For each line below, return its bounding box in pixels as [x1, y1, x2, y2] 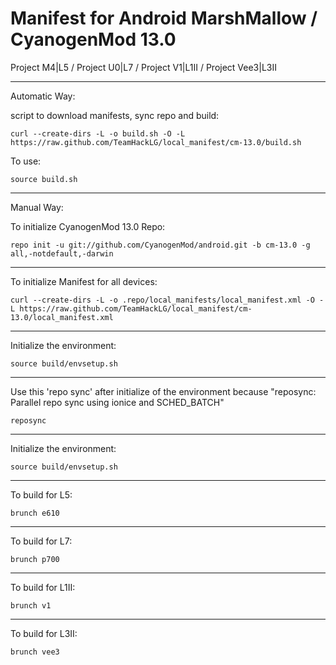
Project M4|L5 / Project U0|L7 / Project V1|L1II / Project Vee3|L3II [10, 61, 278, 73]
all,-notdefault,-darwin [10, 248, 114, 259]
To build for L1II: [10, 581, 76, 593]
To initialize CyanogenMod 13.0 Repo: [10, 220, 166, 232]
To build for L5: [10, 488, 73, 501]
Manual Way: [10, 201, 64, 213]
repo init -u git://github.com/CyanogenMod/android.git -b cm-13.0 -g [10, 240, 311, 250]
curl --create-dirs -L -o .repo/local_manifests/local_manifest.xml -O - [10, 295, 325, 305]
